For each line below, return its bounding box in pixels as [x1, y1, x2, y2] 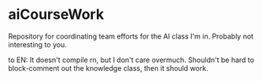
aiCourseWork [8, 6, 105, 24]
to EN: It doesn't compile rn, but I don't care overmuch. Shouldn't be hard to [8, 55, 254, 64]
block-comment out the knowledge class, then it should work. [8, 63, 208, 72]
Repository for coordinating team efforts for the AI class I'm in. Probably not [8, 31, 254, 41]
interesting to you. [8, 39, 67, 49]
